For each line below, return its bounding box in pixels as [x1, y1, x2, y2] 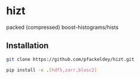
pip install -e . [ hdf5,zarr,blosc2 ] [6, 67, 97, 73]
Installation [6, 41, 49, 51]
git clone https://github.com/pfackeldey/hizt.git [6, 56, 135, 62]
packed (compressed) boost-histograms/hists [6, 24, 119, 31]
